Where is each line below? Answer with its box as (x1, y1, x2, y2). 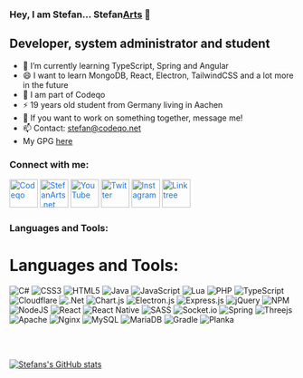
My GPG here (22, 135, 73, 146)
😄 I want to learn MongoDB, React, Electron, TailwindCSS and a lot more (22, 70, 294, 81)
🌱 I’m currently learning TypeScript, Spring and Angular (22, 60, 229, 71)
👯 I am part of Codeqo (22, 89, 106, 100)
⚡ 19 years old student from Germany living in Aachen (22, 99, 223, 110)
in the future (22, 79, 69, 90)
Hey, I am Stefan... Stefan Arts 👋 (9, 8, 151, 21)
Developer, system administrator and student (9, 36, 270, 52)
